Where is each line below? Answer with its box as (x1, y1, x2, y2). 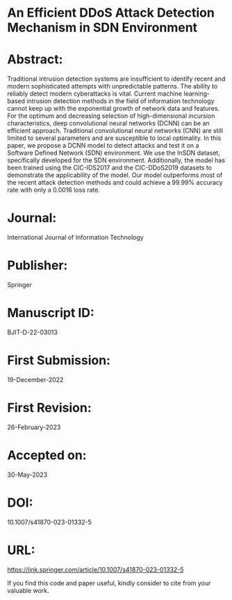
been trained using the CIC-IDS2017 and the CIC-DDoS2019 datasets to (7, 164, 213, 172)
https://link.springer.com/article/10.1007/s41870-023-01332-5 (7, 565, 184, 574)
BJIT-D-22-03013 (7, 328, 58, 336)
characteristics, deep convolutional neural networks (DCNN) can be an (7, 119, 210, 128)
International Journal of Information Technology (7, 233, 144, 242)
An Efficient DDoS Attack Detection (7, 5, 215, 21)
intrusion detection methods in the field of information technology (26, 97, 215, 105)
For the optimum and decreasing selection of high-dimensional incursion (7, 111, 215, 120)
